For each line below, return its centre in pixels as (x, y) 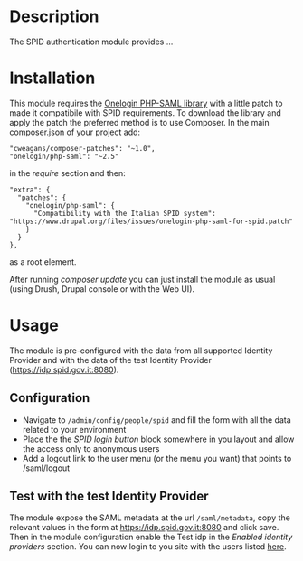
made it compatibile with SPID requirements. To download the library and (146, 112)
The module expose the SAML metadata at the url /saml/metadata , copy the (150, 518)
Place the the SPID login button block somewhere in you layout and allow (158, 439)
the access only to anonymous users (91, 448)
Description (54, 17)
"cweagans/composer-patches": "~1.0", (82, 148)
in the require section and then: (68, 173)
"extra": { (30, 190)
